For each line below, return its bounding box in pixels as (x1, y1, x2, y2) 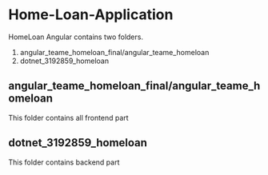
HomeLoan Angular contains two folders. (8, 32, 144, 42)
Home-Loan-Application (8, 6, 174, 24)
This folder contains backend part (8, 157, 120, 167)
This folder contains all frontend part (8, 113, 130, 122)
